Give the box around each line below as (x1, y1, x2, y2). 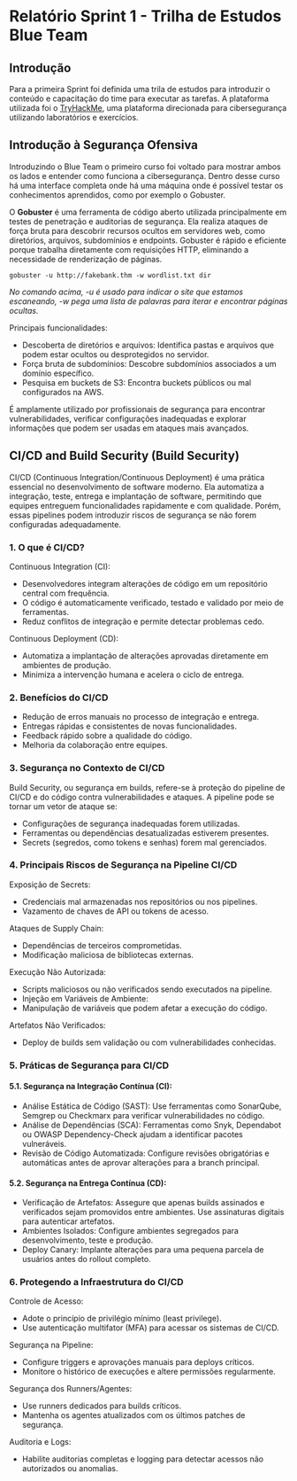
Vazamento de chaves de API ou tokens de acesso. (21, 906, 209, 916)
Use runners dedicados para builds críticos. (21, 1400, 182, 1411)
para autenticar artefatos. (21, 1216, 115, 1227)
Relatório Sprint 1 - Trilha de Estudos (9, 6, 282, 27)
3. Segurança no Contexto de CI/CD (9, 762, 165, 775)
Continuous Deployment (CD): (9, 633, 119, 643)
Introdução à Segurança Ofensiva (9, 137, 199, 152)
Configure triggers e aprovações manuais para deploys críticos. (21, 1357, 255, 1368)
